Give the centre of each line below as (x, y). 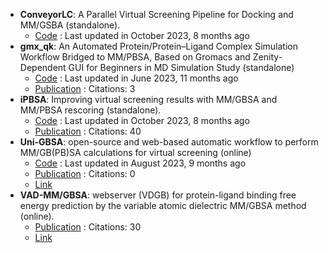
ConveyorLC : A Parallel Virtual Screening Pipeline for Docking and (156, 14)
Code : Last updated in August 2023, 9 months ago (140, 163)
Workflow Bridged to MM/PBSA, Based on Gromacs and (135, 57)
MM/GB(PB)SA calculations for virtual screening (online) (135, 152)
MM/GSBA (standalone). (70, 25)
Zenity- (267, 57)
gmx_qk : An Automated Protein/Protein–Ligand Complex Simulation (158, 46)
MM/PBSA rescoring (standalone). (90, 110)
